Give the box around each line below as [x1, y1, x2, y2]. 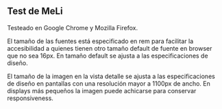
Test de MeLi [7, 5, 63, 17]
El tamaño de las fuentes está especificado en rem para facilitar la [7, 37, 194, 45]
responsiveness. [7, 94, 53, 102]
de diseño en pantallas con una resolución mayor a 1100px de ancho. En [7, 79, 211, 88]
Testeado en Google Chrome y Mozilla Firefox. [7, 23, 138, 32]
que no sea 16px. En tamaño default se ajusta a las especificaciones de [7, 51, 208, 60]
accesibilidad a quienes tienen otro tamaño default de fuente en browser [7, 44, 212, 52]
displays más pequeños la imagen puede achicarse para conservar [7, 86, 197, 95]
